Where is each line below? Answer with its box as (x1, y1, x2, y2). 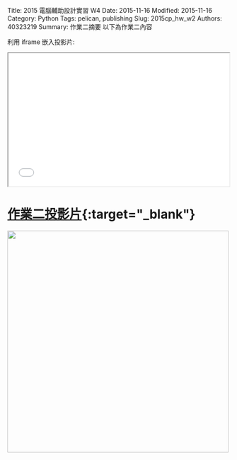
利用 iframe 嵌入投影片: (7, 38, 76, 46)
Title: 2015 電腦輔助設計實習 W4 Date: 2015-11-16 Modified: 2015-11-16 (7, 6, 212, 14)
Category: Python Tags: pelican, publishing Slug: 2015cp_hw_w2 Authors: (7, 14, 223, 23)
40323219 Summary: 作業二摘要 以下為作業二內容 (7, 23, 153, 31)
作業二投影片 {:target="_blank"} (7, 207, 196, 222)
